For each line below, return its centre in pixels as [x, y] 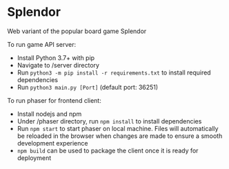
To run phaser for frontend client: [54, 100]
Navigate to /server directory [58, 65]
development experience [52, 143]
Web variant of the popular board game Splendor [77, 31]
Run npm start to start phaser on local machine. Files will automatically [118, 128]
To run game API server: [42, 44]
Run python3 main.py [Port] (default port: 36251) [88, 87]
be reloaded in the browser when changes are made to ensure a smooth [120, 136]
